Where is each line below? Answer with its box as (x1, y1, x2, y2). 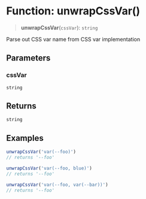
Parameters (6, 53, 51, 64)
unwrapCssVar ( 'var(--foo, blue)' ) (6, 165, 93, 171)
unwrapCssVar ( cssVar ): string (20, 24, 98, 31)
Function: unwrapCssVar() (6, 4, 141, 18)
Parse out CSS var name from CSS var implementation (6, 35, 141, 43)
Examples (6, 133, 44, 143)
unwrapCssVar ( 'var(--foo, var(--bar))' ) (6, 182, 109, 188)
